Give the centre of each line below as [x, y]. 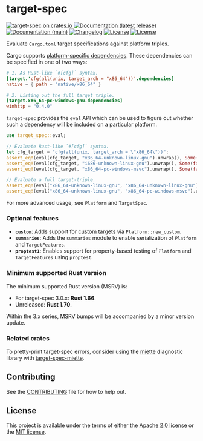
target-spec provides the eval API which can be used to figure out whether [100, 118]
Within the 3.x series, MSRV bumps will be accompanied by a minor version [100, 316]
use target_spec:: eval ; [36, 136]
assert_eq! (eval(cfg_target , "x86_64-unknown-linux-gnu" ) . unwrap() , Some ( [102, 157]
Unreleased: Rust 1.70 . [43, 304]
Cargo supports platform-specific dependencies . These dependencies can [99, 55]
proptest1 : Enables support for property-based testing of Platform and [103, 251]
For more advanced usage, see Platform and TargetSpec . [77, 203]
